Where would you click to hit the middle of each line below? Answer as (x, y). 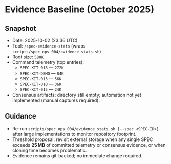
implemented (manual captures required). (56, 100)
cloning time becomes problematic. (49, 150)
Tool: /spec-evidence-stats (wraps (49, 46)
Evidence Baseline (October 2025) (80, 9)
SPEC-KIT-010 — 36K (41, 84)
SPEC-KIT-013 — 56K (41, 78)
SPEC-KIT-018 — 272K (42, 68)
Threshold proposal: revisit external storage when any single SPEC (82, 139)
